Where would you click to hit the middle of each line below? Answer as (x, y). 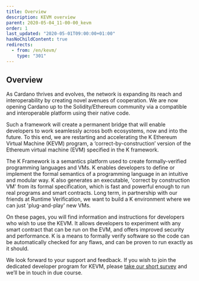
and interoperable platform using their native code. (68, 113)
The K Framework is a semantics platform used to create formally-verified (97, 162)
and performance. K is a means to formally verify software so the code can (98, 236)
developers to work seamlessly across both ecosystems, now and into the (97, 131)
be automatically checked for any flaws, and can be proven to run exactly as (99, 242)
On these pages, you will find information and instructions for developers (95, 217)
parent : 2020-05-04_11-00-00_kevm (49, 23)
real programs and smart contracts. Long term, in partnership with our (92, 193)
